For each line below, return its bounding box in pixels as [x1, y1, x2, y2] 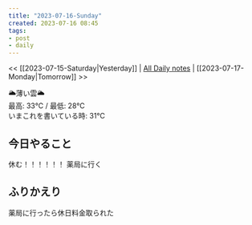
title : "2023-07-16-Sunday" [8, 11, 103, 20]
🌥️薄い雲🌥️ [8, 89, 46, 98]
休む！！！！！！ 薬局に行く [8, 159, 102, 169]
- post [8, 34, 30, 42]
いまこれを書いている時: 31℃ [8, 111, 106, 121]
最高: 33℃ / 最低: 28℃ [8, 101, 86, 110]
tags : [8, 26, 26, 34]
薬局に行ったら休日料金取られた [8, 207, 114, 217]
